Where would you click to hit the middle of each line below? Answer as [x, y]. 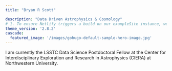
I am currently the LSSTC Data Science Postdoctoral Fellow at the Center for [86, 52]
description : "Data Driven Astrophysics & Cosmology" [64, 19]
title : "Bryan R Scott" [31, 10]
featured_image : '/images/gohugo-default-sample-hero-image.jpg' [81, 38]
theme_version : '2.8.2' [31, 28]
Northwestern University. [32, 63]
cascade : [15, 33]
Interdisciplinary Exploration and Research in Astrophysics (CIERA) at [78, 58]
